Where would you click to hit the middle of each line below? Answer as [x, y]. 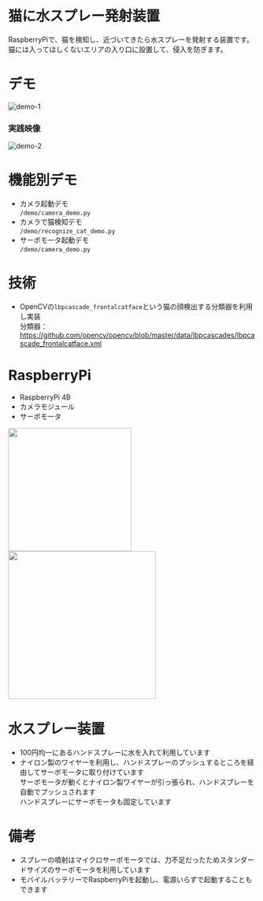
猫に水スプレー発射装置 [84, 16]
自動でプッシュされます [57, 791]
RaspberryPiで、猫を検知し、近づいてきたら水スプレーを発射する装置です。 [131, 39]
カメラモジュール [47, 406]
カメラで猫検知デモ [51, 222]
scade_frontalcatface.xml [61, 344]
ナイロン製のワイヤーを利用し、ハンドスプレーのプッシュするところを [133, 762]
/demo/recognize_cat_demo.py [67, 232]
